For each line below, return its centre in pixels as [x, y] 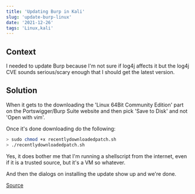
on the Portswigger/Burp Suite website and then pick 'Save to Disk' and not [97, 111]
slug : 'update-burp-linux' [39, 17]
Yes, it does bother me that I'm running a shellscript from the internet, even [97, 156]
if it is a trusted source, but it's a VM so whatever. [66, 162]
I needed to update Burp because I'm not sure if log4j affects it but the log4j [97, 66]
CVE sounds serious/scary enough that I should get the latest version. [90, 72]
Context [21, 51]
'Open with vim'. [26, 117]
